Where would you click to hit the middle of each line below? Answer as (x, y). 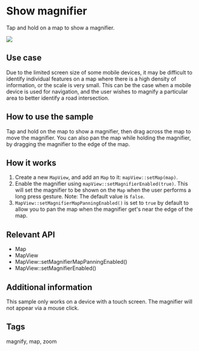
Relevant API (31, 235)
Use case (24, 58)
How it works (31, 163)
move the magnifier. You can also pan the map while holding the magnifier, (99, 138)
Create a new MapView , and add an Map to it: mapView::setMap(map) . (96, 177)
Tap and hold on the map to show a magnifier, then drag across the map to (99, 131)
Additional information (49, 287)
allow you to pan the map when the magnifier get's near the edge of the (104, 209)
